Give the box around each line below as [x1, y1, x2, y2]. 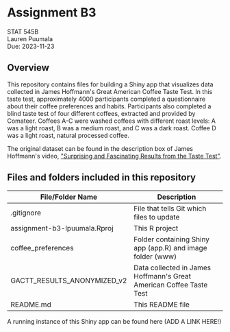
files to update [133, 212, 180, 222]
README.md [10, 300, 51, 309]
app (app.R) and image [133, 243, 207, 252]
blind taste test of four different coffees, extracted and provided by [7, 109, 196, 117]
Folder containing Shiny [133, 235, 210, 244]
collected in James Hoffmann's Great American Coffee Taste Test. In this [7, 87, 213, 95]
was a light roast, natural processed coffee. [7, 131, 130, 139]
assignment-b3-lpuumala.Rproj [10, 223, 114, 233]
